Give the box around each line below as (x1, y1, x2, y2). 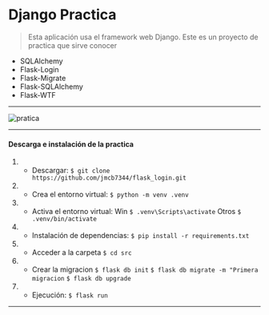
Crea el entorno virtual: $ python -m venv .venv (31, 190, 190, 200)
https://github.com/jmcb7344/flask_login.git (31, 174, 187, 182)
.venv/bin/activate (31, 215, 98, 224)
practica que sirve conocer (27, 40, 118, 50)
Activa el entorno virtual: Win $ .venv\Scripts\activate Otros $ (31, 207, 242, 216)
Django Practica (8, 6, 117, 24)
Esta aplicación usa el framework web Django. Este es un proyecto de (27, 32, 259, 42)
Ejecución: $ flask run (31, 290, 108, 300)
